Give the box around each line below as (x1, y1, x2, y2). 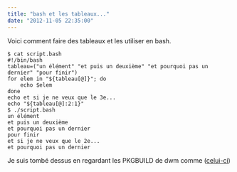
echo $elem (20, 81, 53, 89)
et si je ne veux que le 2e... (7, 137, 100, 144)
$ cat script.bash (7, 50, 62, 58)
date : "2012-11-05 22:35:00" (7, 17, 94, 24)
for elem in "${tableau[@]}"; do (7, 75, 107, 82)
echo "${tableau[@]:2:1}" (7, 100, 84, 107)
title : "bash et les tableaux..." (7, 10, 110, 18)
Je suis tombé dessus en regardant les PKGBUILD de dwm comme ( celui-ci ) (7, 156, 231, 164)
